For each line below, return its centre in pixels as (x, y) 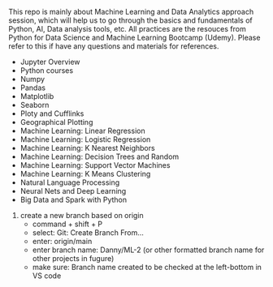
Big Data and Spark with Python (74, 199)
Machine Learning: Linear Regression (82, 131)
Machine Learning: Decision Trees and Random (100, 156)
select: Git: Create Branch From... (88, 233)
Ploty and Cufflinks (52, 114)
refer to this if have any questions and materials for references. (114, 46)
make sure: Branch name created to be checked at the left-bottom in (147, 267)
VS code (47, 276)
